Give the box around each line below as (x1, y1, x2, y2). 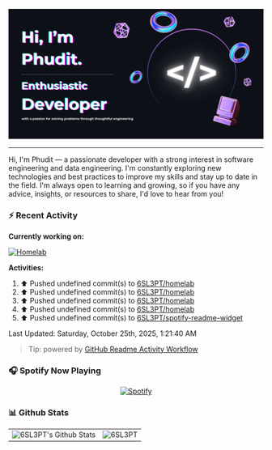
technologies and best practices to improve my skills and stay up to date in (8, 172, 257, 182)
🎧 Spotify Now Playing (8, 365, 101, 376)
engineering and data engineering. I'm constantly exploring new (8, 163, 222, 173)
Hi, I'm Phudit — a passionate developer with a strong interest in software (8, 155, 253, 164)
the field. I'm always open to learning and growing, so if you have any (8, 180, 240, 190)
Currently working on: (8, 231, 85, 241)
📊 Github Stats (8, 406, 69, 418)
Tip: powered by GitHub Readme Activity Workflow (28, 344, 198, 354)
